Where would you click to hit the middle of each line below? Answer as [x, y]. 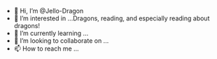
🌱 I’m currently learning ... [51, 33]
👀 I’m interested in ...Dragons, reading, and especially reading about [112, 18]
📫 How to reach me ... [46, 48]
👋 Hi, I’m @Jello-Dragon [49, 11]
